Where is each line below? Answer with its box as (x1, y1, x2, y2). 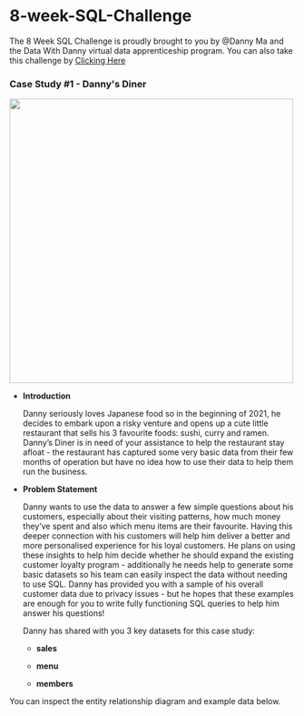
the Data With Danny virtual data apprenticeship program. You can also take (9, 45, 293, 55)
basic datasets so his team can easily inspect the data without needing (22, 570, 288, 580)
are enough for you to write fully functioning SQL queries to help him (22, 598, 279, 610)
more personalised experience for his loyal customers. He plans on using (22, 540, 296, 551)
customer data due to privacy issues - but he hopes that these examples (22, 589, 294, 600)
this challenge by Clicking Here (9, 55, 126, 66)
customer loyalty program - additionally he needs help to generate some (22, 560, 294, 570)
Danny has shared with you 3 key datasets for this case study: (22, 625, 256, 637)
